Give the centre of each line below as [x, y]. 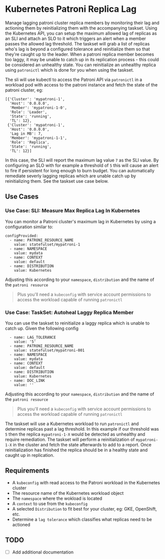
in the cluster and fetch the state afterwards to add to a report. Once [82, 444]
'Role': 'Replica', [30, 142]
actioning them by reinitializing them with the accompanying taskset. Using [81, 28]
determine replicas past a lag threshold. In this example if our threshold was [82, 429]
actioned [21, 524]
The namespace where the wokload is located [57, 498]
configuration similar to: [29, 227]
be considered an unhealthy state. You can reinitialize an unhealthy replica [81, 65]
